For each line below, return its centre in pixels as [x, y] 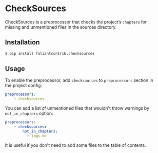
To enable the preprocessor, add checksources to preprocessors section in [79, 80]
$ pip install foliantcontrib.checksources [50, 53]
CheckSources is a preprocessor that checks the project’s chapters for [76, 22]
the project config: [24, 85]
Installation [22, 42]
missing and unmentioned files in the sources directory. [61, 27]
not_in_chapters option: [29, 113]
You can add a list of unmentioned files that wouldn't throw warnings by [77, 108]
